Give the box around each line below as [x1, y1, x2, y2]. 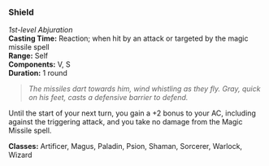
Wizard [8, 150, 33, 160]
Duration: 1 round [8, 68, 67, 78]
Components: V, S [8, 59, 71, 69]
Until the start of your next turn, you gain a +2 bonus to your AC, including [8, 108, 256, 118]
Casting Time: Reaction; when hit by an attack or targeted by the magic [8, 33, 249, 43]
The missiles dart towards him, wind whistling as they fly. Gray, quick [28, 84, 261, 94]
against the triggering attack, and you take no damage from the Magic [8, 117, 243, 127]
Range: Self [8, 51, 49, 61]
